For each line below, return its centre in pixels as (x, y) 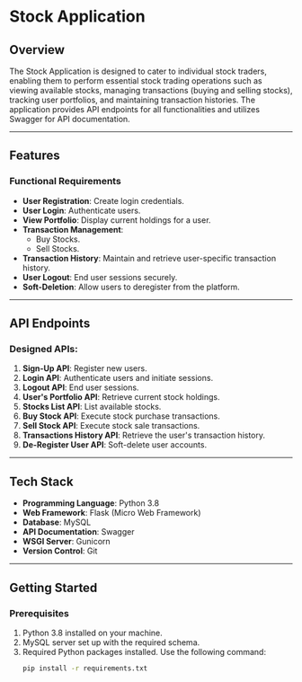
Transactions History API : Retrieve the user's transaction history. (144, 435)
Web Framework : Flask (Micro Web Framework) (111, 513)
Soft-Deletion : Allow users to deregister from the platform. (131, 287)
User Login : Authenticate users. (81, 210)
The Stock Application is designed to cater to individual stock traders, (138, 71)
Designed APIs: (44, 349)
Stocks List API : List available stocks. (92, 407)
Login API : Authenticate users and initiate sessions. (118, 378)
